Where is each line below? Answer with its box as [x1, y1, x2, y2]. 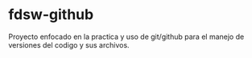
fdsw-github [8, 6, 94, 24]
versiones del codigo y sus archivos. [8, 40, 130, 49]
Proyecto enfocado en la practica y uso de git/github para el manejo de [8, 32, 245, 41]
